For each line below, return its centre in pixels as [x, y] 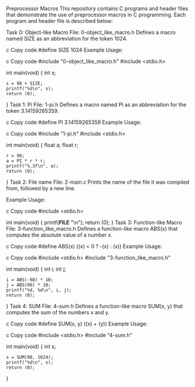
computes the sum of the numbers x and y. [58, 312]
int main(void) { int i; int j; [36, 269]
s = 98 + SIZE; [25, 83]
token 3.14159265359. [32, 111]
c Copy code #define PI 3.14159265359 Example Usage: [74, 122]
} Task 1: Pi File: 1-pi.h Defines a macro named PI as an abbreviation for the [96, 105]
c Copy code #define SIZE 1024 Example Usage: [64, 50]
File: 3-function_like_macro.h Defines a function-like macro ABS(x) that [92, 229]
